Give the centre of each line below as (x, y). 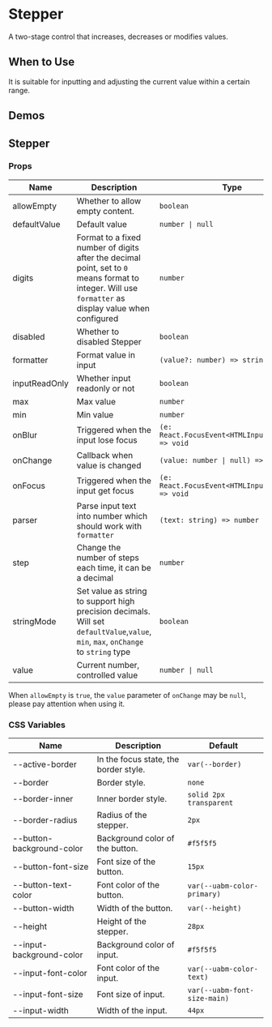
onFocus (29, 486)
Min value (95, 414)
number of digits (108, 247)
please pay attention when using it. (67, 704)
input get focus (105, 490)
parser (25, 520)
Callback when (105, 455)
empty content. (106, 211)
